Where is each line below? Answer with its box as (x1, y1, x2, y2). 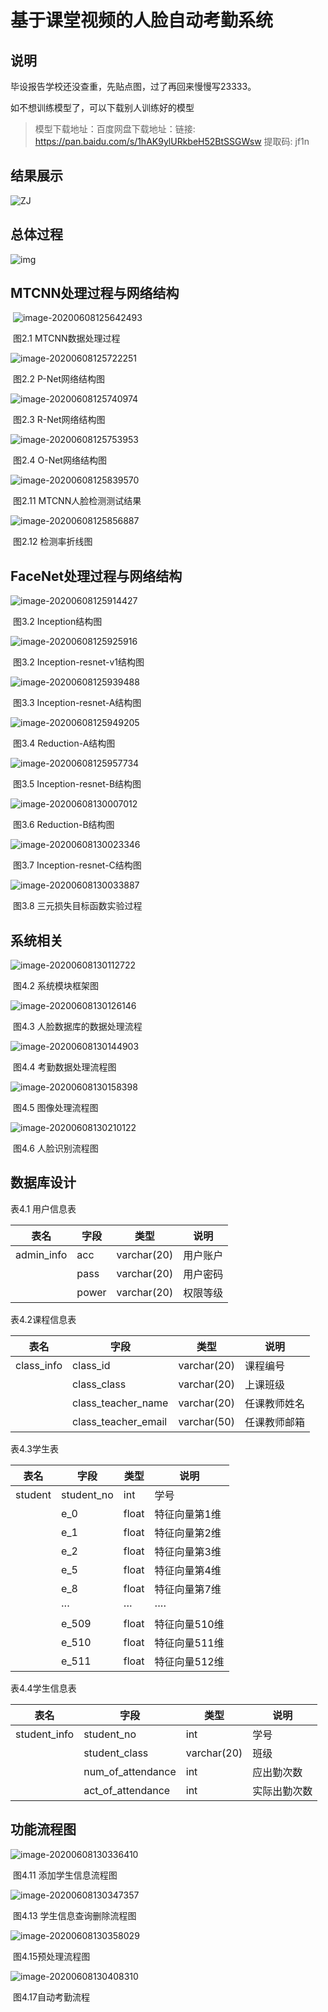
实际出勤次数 (252, 1784, 313, 1798)
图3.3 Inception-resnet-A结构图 (12, 697, 142, 709)
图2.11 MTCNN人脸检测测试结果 (12, 495, 142, 507)
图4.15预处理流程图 (12, 1950, 91, 1962)
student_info (15, 1727, 75, 1741)
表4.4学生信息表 (10, 1682, 77, 1694)
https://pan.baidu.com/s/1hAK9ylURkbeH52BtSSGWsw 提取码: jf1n (34, 136, 310, 147)
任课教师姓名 (244, 1396, 305, 1410)
